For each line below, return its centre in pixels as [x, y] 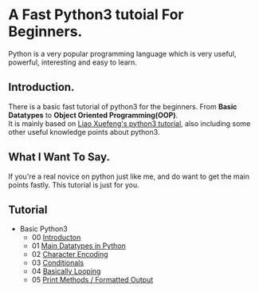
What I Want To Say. [59, 157]
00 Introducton [56, 238]
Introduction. [41, 87]
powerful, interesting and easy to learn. [73, 62]
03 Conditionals [58, 263]
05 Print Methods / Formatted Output [92, 280]
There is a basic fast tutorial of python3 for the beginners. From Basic [123, 106]
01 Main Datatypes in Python [78, 246]
